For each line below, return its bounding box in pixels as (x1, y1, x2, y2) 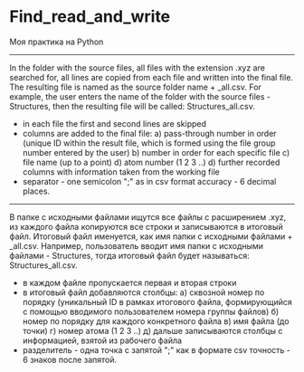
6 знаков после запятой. (22, 354, 118, 365)
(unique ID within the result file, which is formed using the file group (22, 138, 276, 148)
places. (22, 186, 51, 196)
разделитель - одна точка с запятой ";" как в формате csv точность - (22, 344, 291, 355)
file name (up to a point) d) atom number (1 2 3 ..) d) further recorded (22, 157, 280, 167)
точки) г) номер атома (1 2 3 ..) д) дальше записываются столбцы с (22, 325, 283, 336)
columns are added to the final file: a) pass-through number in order (22, 128, 278, 138)
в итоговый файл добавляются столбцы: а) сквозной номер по (22, 287, 265, 298)
